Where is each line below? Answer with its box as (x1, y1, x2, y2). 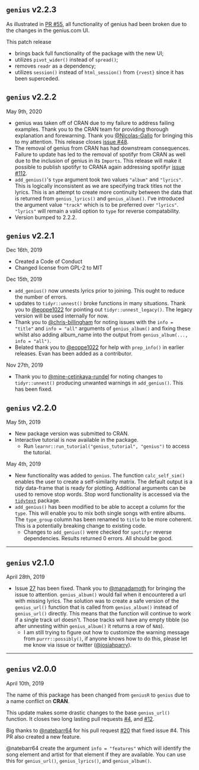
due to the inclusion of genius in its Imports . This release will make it (14, 157, 182, 164)
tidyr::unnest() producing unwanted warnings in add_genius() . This (14, 379, 184, 387)
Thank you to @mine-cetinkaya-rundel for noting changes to (14, 373, 163, 380)
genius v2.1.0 (6, 557, 54, 567)
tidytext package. (14, 497, 60, 504)
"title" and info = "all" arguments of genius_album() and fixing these (14, 325, 191, 332)
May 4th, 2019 (6, 460, 41, 467)
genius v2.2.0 (6, 403, 57, 413)
